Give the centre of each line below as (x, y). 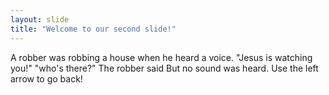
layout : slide (40, 19)
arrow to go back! (46, 78)
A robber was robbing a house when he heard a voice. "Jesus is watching (161, 57)
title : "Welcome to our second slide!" (93, 29)
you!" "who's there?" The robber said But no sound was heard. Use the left (164, 68)
